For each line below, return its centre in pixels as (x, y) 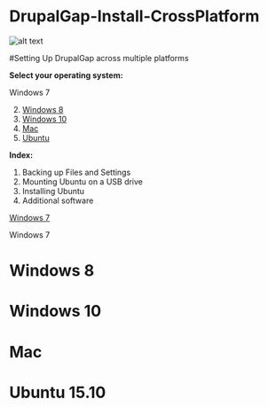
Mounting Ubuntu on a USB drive (83, 181)
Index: (21, 155)
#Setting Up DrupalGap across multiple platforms (99, 58)
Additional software (58, 200)
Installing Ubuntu (53, 191)
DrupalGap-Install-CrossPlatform (134, 16)
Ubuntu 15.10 (58, 392)
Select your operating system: (66, 75)
